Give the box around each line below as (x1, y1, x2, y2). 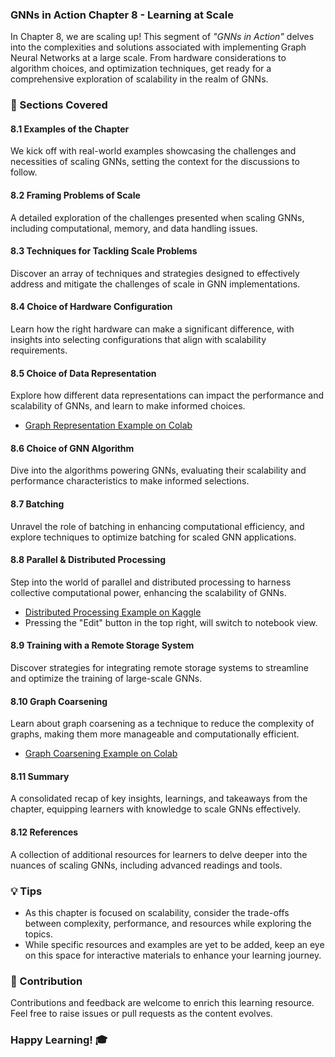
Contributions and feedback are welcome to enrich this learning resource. (10, 997, 315, 1009)
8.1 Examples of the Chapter (10, 123, 130, 135)
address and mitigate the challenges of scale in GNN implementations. (10, 278, 301, 290)
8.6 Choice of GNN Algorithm (10, 442, 135, 454)
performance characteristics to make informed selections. (10, 475, 250, 487)
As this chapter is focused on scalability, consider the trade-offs (24, 906, 290, 918)
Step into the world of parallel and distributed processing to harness (10, 576, 292, 588)
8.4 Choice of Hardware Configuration (10, 301, 173, 313)
